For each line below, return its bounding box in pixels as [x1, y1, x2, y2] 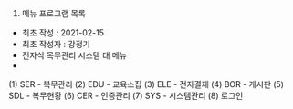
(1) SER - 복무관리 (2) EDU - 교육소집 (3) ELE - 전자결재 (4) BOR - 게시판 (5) [8, 79, 285, 89]
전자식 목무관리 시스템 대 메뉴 [21, 50, 127, 61]
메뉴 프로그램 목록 [21, 8, 86, 18]
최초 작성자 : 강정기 [21, 39, 90, 49]
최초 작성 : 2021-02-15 [21, 27, 105, 38]
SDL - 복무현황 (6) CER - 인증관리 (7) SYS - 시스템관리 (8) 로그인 [8, 90, 244, 101]
